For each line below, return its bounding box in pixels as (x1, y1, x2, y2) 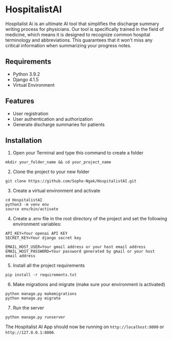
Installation (5, 136, 42, 145)
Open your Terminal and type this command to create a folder (12, 150, 144, 156)
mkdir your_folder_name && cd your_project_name (5, 160, 111, 165)
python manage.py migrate (5, 296, 61, 301)
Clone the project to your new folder (12, 168, 90, 175)
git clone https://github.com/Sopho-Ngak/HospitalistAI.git (5, 179, 137, 184)
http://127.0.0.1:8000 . (5, 329, 55, 335)
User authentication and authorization (12, 116, 93, 122)
